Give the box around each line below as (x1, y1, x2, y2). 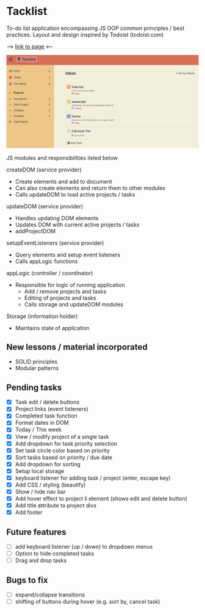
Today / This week (15, 426, 62, 433)
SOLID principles (15, 358, 58, 366)
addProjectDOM (15, 227, 56, 234)
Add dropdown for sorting (15, 460, 81, 468)
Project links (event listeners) (15, 405, 88, 413)
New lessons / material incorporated (6, 342, 148, 352)
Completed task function (15, 412, 77, 419)
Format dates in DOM (15, 419, 69, 427)
